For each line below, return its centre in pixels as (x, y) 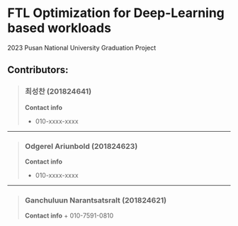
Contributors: (38, 70)
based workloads (59, 28)
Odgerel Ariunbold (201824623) (81, 146)
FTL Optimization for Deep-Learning (116, 13)
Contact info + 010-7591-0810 (69, 216)
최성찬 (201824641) (58, 91)
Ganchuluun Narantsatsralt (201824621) (96, 200)
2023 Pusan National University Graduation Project (82, 47)
